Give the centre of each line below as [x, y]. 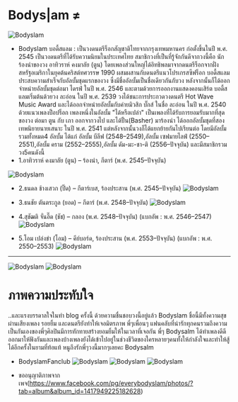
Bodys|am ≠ [44, 15]
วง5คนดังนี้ [31, 152]
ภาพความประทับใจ [51, 295]
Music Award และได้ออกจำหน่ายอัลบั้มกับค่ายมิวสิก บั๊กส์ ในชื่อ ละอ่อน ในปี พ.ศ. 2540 [122, 104]
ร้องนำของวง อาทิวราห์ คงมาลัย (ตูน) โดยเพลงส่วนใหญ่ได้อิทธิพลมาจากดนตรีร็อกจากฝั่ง [119, 65]
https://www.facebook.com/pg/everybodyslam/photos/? [111, 383]
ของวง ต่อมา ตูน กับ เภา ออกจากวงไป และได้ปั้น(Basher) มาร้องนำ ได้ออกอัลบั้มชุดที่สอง [121, 120]
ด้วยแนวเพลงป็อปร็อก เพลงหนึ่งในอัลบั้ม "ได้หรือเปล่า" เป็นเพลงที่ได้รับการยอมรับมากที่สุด [121, 112]
